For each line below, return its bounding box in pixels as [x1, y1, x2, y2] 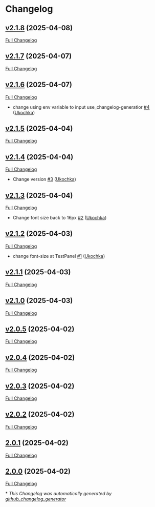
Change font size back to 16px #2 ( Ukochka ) [12, 215, 107, 221]
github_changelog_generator [5, 496, 67, 502]
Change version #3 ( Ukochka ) [12, 176, 77, 182]
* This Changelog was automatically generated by [5, 491, 112, 497]
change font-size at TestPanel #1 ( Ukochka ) [12, 253, 105, 259]
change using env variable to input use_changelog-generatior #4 [12, 104, 150, 110]
